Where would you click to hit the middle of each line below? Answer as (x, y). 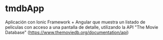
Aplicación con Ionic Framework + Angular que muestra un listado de (75, 22)
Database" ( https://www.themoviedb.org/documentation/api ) (67, 32)
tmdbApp (25, 9)
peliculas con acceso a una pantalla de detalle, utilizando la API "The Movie (82, 27)
